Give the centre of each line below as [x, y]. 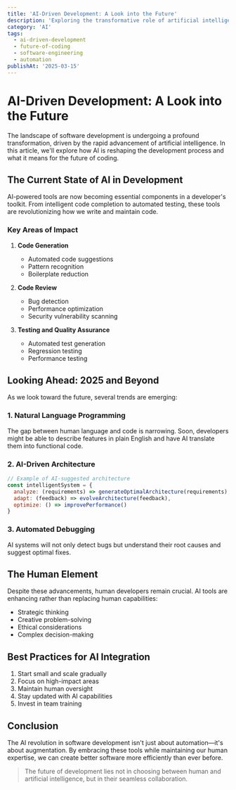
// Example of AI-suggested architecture [69, 479]
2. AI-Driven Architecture [52, 464]
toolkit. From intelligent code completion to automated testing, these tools [114, 204]
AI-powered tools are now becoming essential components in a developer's [117, 197]
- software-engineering [48, 53]
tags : [15, 33]
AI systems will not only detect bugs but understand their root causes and [114, 544]
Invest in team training [50, 703]
